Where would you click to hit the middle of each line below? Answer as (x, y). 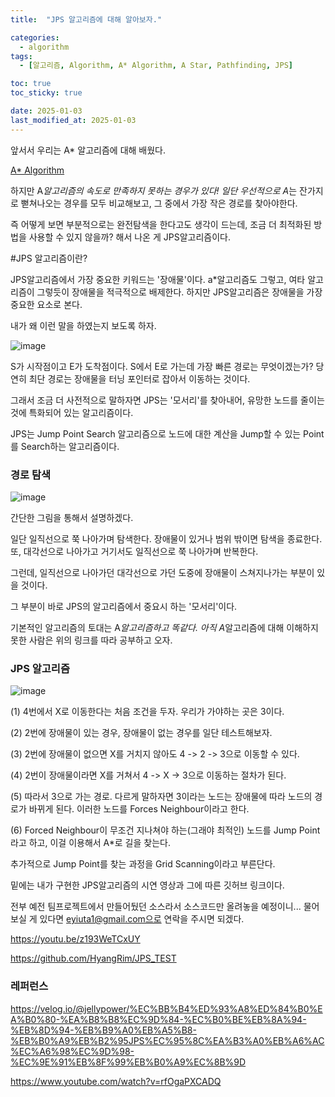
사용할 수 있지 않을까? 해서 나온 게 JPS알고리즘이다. (129, 237)
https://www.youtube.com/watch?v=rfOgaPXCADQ (116, 1081)
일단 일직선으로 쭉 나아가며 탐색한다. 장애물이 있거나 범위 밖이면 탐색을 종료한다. (166, 538)
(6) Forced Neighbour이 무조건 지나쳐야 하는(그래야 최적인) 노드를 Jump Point (165, 830)
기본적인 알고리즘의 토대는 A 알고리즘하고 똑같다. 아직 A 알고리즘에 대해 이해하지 (164, 627)
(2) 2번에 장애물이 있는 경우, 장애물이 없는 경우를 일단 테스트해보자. (141, 733)
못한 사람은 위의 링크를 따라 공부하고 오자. (91, 640)
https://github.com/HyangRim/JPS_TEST (93, 958)
